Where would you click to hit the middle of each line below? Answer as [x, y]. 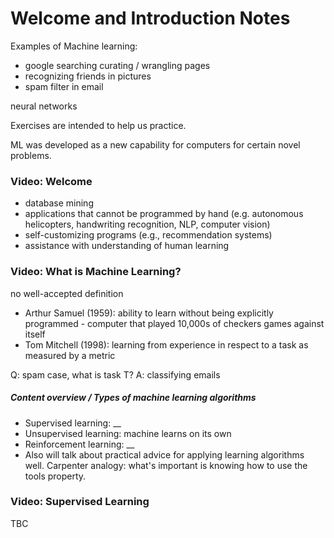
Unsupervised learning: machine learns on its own [128, 433]
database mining [59, 203]
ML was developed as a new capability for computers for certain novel [155, 144]
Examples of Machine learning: [74, 46]
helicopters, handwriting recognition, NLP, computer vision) [147, 224]
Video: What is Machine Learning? [96, 272]
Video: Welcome [51, 181]
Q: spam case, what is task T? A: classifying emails [115, 374]
